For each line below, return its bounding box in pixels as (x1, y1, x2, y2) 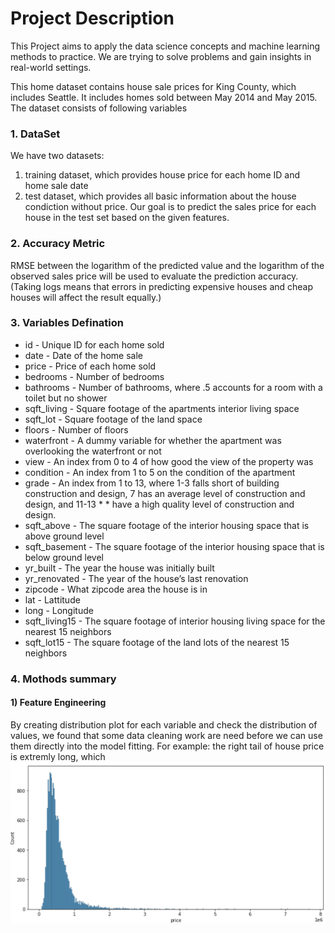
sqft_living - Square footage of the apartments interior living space (24, 402, 300, 414)
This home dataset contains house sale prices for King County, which (10, 80, 297, 92)
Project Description (10, 7, 175, 30)
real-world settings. (10, 61, 92, 73)
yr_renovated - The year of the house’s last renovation (24, 572, 249, 584)
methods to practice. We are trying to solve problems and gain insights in (10, 50, 312, 62)
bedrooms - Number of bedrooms (24, 370, 165, 382)
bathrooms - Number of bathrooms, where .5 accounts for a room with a (24, 381, 323, 393)
